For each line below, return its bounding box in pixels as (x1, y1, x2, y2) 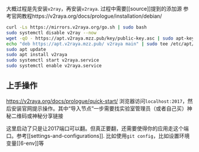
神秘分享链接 (31, 112, 63, 119)
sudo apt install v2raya (6, 52, 68, 58)
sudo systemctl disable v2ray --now (6, 30, 97, 35)
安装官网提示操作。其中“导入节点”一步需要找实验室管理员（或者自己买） (11, 105, 188, 112)
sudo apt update (6, 46, 46, 52)
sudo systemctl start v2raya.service (6, 57, 99, 63)
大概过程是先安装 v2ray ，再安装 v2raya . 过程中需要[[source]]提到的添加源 (6, 5, 182, 12)
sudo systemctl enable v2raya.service (6, 63, 102, 69)
